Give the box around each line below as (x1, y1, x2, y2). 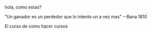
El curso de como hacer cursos (4, 23, 68, 29)
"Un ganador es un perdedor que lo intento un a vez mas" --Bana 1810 (4, 14, 147, 19)
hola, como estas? (4, 4, 42, 10)
